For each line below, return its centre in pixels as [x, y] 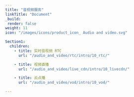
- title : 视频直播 [32, 64]
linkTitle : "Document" [29, 14]
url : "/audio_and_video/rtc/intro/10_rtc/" [64, 55]
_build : [13, 19]
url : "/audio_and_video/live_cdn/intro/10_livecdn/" [74, 69]
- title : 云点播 [30, 78]
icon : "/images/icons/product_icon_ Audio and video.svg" [66, 33]
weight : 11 [16, 28]
